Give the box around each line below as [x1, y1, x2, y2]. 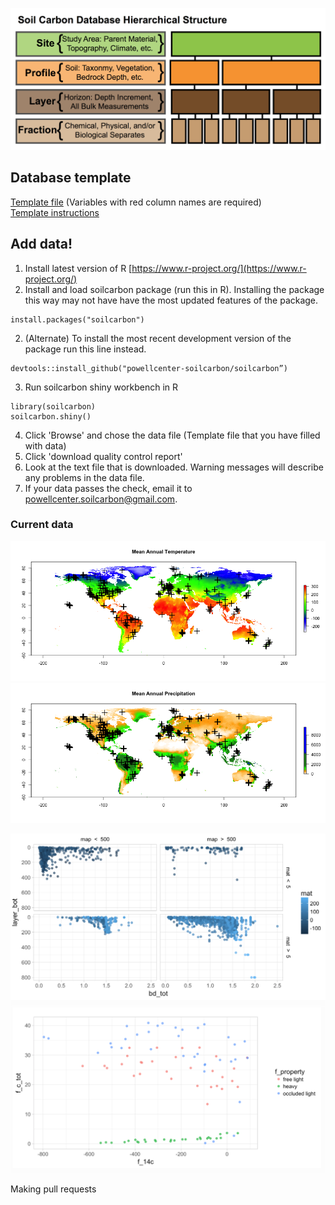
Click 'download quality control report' [24, 450, 183, 462]
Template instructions [10, 206, 100, 218]
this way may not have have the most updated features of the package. [24, 294, 319, 306]
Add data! [10, 236, 73, 253]
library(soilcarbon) [10, 401, 97, 412]
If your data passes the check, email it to [24, 482, 193, 494]
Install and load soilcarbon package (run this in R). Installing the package [24, 283, 325, 295]
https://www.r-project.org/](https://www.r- [131, 262, 307, 274]
